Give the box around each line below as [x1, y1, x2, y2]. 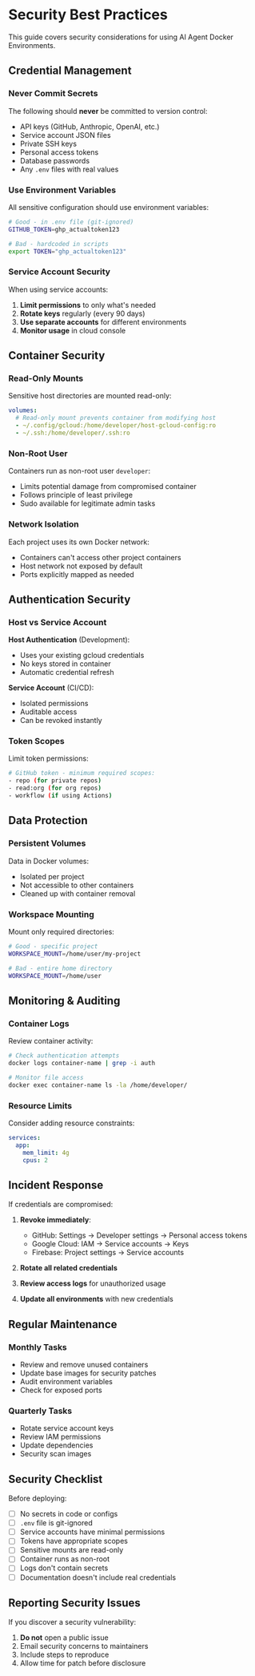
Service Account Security [8, 266, 110, 277]
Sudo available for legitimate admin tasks [19, 499, 156, 508]
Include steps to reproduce [19, 1650, 110, 1660]
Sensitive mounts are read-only [19, 1545, 124, 1555]
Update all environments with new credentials [19, 1294, 173, 1304]
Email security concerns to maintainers [19, 1642, 149, 1651]
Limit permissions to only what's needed [19, 300, 156, 309]
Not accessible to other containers [19, 880, 134, 890]
